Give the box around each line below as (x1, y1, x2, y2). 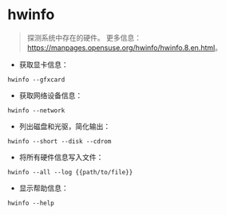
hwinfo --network (7, 106, 65, 115)
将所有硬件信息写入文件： (18, 152, 104, 162)
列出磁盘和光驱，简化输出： (18, 121, 111, 131)
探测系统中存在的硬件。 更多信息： (26, 33, 141, 42)
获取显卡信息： (18, 60, 69, 69)
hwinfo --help (7, 199, 55, 207)
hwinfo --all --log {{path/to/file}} (7, 168, 133, 176)
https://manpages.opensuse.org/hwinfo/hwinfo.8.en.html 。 (26, 42, 223, 53)
